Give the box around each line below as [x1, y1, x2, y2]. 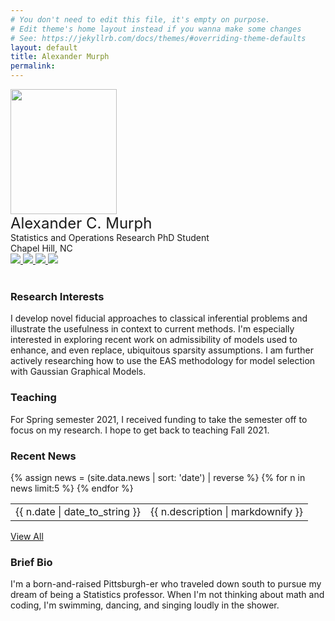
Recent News [10, 449, 77, 463]
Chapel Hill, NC [10, 242, 73, 254]
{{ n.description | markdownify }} [149, 504, 304, 518]
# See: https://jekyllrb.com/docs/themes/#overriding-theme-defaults [10, 33, 307, 43]
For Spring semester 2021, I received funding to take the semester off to [10, 413, 308, 425]
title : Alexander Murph [10, 52, 110, 62]
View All [10, 530, 44, 542]
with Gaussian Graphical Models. [10, 366, 147, 378]
